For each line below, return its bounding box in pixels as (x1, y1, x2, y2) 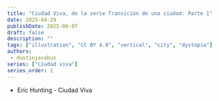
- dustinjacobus (10, 55, 57, 61)
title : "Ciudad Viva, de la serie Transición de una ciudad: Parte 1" (7, 10, 213, 17)
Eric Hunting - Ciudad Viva (16, 86, 92, 94)
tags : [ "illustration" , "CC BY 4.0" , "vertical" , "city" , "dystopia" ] (7, 42, 213, 48)
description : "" (7, 35, 53, 42)
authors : (7, 48, 32, 55)
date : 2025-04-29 (7, 16, 57, 23)
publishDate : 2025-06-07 (7, 23, 78, 29)
